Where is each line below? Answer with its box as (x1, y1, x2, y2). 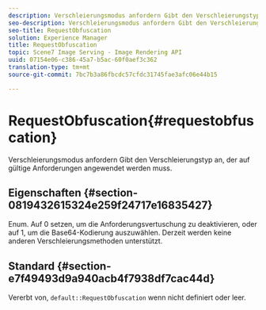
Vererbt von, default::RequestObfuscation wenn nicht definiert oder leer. (8, 293, 247, 302)
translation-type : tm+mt (8, 63, 90, 71)
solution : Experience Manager (8, 33, 108, 42)
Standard (8, 259, 55, 273)
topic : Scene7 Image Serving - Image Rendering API (8, 48, 182, 56)
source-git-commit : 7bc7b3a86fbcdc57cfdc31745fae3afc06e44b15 (8, 71, 218, 78)
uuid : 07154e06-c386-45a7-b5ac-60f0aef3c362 (8, 56, 158, 64)
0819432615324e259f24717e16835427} (8, 198, 213, 212)
